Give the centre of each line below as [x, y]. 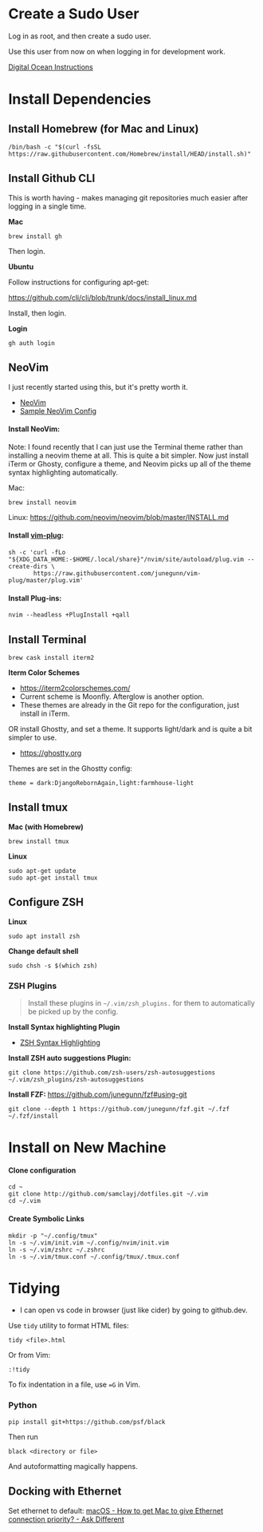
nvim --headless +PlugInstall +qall [69, 615]
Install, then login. [37, 313]
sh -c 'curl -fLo [37, 552]
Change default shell [43, 951]
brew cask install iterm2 [51, 657]
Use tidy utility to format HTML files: [69, 1326]
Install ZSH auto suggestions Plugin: [70, 1058]
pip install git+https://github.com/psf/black [87, 1422]
